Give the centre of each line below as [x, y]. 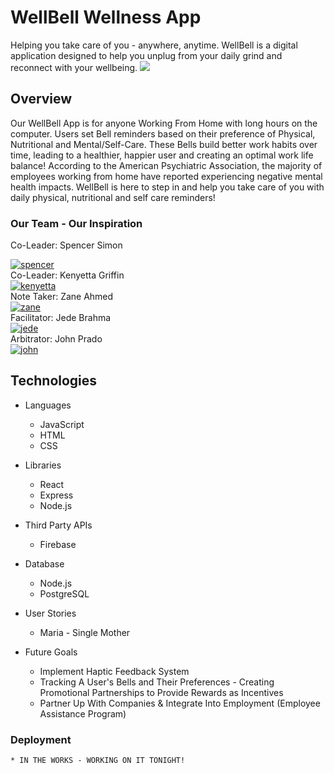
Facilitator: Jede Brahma [61, 318]
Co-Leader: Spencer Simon [66, 245]
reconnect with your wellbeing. [74, 67]
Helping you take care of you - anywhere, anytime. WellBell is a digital [154, 45]
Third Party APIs [58, 525]
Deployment [41, 739]
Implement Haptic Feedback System [114, 671]
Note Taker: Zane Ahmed [62, 297]
